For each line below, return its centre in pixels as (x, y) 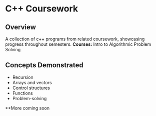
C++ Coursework (42, 9)
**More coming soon (27, 108)
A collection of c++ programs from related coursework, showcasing (75, 39)
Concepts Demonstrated (44, 65)
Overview (21, 27)
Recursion (23, 77)
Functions (23, 93)
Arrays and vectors (32, 82)
